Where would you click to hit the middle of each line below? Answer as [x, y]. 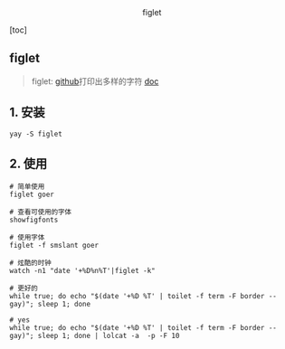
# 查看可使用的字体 [41, 212]
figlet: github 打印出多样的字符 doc [95, 81]
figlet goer [32, 195]
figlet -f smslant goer [54, 246]
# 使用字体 [27, 238]
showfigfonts [34, 220]
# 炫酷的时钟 [30, 263]
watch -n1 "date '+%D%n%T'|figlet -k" [82, 271]
